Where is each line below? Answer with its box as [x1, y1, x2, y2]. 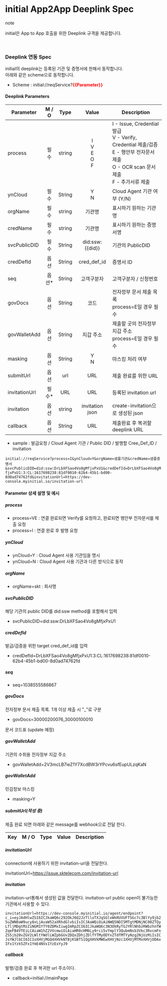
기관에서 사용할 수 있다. [5, 901, 51, 907]
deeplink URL [112, 426, 144, 433]
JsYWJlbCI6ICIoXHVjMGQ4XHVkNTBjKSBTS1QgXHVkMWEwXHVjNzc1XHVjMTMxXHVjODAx [5, 937, 162, 942]
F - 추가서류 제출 [112, 179, 150, 185]
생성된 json [118, 410, 143, 417]
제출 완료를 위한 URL [112, 372, 158, 379]
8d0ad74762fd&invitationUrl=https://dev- [5, 475, 92, 480]
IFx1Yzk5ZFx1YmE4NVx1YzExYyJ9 [5, 941, 68, 946]
